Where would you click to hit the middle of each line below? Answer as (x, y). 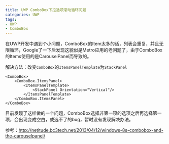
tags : (11, 19)
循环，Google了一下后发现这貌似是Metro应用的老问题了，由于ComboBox (86, 50)
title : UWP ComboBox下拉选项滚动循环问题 (46, 10)
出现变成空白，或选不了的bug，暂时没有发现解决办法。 (76, 120)
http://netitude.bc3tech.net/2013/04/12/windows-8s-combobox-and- (91, 130)
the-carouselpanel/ (25, 136)
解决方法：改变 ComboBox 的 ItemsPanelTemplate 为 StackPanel (66, 67)
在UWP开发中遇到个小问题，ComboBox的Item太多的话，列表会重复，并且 (82, 44)
